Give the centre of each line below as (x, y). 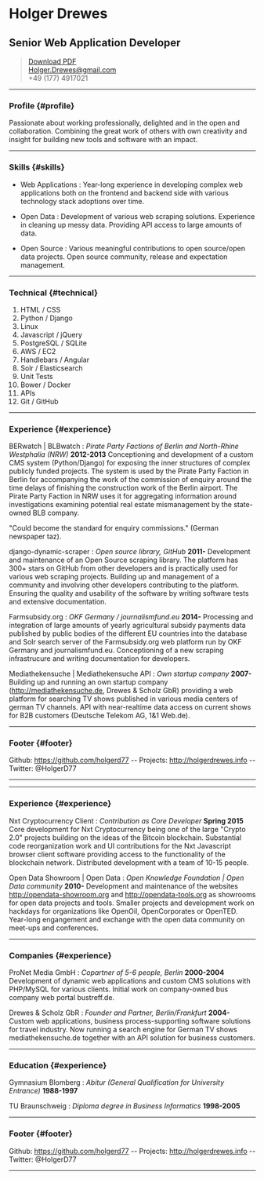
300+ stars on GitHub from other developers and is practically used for (123, 568)
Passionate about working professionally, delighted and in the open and (125, 123)
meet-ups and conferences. (54, 928)
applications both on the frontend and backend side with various (125, 192)
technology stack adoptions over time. (82, 201)
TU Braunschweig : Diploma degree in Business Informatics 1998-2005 (125, 1106)
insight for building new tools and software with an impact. (103, 140)
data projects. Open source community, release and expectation (124, 257)
